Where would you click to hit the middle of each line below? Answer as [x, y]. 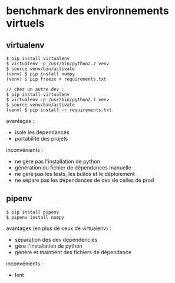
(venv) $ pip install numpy [41, 74]
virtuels [25, 23]
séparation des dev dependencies [56, 239]
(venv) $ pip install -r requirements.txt [59, 110]
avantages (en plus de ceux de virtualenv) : [59, 228]
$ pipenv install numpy [35, 217]
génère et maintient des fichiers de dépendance [73, 252]
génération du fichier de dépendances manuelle [73, 168]
